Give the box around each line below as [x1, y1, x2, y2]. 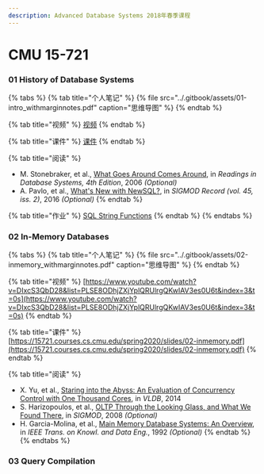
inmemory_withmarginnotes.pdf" [8, 260, 115, 269]
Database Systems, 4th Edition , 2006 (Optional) [19, 178, 178, 187]
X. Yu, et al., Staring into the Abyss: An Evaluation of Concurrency [19, 385, 235, 395]
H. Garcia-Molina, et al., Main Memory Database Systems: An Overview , [19, 419, 255, 429]
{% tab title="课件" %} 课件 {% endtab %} [8, 136, 146, 147]
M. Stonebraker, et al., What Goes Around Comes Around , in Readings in [19, 170, 257, 179]
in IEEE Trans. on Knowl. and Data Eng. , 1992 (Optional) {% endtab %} [19, 427, 251, 437]
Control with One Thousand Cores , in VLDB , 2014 [19, 394, 182, 403]
